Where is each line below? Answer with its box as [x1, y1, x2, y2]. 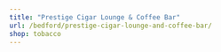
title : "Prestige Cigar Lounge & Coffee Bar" [9, 12, 180, 22]
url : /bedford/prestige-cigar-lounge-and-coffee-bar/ [9, 21, 213, 30]
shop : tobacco [9, 29, 62, 38]
